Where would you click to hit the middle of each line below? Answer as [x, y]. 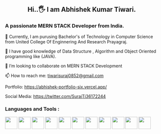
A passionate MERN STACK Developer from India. [65, 26]
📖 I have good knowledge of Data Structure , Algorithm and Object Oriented [81, 51]
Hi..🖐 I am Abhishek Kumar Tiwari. [82, 10]
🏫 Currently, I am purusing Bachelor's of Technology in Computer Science [79, 37]
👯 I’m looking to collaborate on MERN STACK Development [64, 66]
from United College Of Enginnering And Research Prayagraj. [66, 41]
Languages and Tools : [32, 109]
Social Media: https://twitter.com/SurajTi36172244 [55, 96]
